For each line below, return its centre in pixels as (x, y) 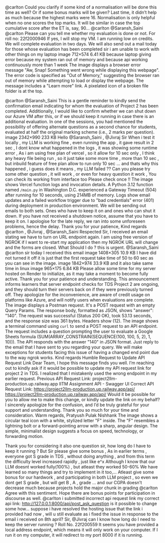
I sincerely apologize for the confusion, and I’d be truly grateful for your (77, 405)
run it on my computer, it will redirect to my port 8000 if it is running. (74, 535)
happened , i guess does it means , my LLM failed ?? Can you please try (78, 169)
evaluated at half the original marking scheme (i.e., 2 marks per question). (80, 132)
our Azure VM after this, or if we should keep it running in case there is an (80, 116)
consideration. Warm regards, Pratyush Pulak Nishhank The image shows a (81, 415)
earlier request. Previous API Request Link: (48, 379)
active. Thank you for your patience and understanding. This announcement (82, 279)
